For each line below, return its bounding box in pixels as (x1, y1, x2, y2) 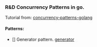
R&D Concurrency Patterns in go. (5, 4, 85, 11)
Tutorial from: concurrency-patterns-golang (5, 15, 93, 21)
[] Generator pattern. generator (12, 36, 75, 42)
